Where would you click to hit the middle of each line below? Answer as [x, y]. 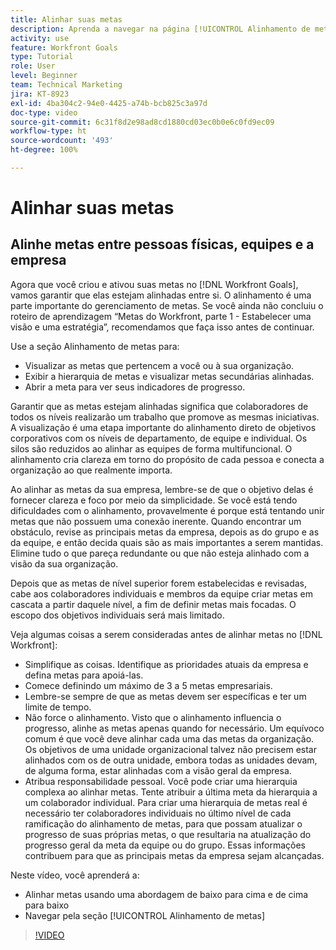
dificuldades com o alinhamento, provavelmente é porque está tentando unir [167, 510]
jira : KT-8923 [40, 94]
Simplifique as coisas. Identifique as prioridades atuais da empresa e [166, 664]
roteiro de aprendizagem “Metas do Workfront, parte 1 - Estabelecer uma [161, 316]
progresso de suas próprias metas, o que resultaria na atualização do [168, 834]
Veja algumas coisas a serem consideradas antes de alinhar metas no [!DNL [166, 634]
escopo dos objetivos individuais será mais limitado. [117, 615]
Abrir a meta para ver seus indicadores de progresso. [135, 387]
